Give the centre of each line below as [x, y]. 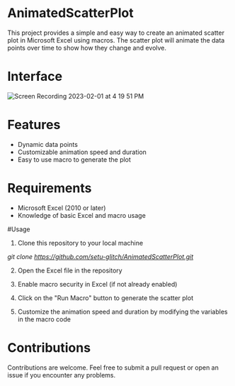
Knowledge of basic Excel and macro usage [82, 215]
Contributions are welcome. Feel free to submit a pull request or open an [113, 368]
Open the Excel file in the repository [70, 270]
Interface [35, 77]
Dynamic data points [47, 144]
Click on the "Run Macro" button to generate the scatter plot [105, 298]
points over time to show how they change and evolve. [87, 48]
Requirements [50, 188]
